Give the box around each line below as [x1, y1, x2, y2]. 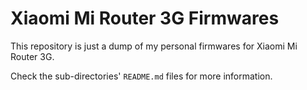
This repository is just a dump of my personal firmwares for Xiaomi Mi [10, 40, 298, 52]
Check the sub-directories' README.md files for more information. [10, 70, 273, 82]
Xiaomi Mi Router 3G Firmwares [10, 7, 280, 30]
